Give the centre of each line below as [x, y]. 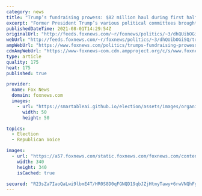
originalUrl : [23, 34]
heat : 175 [19, 68]
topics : [16, 129]
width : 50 [34, 112]
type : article [24, 57]
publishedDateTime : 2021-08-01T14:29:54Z [59, 29]
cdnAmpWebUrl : [24, 51]
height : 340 [32, 167]
